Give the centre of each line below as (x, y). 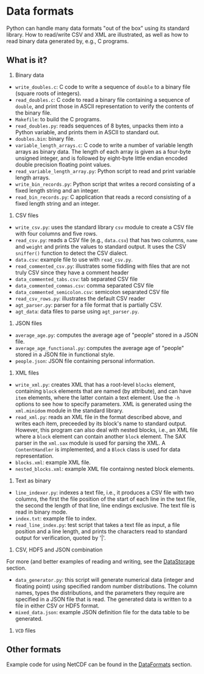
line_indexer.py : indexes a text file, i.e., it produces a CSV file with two (105, 492)
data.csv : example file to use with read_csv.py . (74, 259)
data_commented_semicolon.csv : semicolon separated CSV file (92, 292)
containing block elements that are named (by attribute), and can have (103, 391)
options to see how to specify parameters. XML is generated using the (103, 404)
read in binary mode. (41, 512)
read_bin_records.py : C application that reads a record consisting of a (103, 197)
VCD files (25, 630)
